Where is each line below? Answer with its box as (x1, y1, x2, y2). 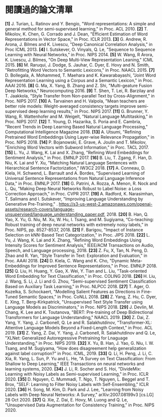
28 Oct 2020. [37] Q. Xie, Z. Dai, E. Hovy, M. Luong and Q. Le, (5, 397, 128, 402)
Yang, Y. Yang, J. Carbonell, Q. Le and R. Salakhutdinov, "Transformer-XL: (5, 320, 152, 325)
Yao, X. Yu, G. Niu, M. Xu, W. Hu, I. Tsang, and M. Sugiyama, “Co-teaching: (5, 216, 154, 222)
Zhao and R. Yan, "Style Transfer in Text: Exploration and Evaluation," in (5, 253, 147, 258)
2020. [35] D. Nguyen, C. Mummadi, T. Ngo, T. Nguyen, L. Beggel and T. (5, 376, 150, 382)
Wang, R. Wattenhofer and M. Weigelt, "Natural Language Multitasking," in (5, 113, 153, 119)
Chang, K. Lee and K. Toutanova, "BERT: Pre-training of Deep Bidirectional (5, 309, 153, 315)
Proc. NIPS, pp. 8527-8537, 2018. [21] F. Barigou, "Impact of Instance (5, 226, 144, 233)
